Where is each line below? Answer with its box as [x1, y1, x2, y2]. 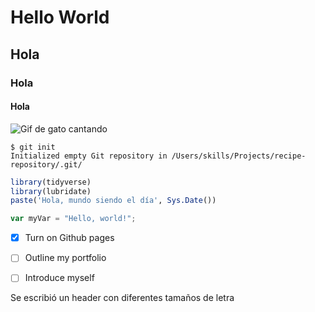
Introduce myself [24, 272, 95, 284]
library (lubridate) [10, 186, 92, 196]
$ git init [10, 142, 56, 152]
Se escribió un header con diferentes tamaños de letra [10, 292, 235, 304]
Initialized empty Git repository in [10, 151, 168, 161]
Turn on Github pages [24, 232, 115, 244]
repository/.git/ [10, 159, 83, 170]
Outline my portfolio [24, 252, 107, 264]
